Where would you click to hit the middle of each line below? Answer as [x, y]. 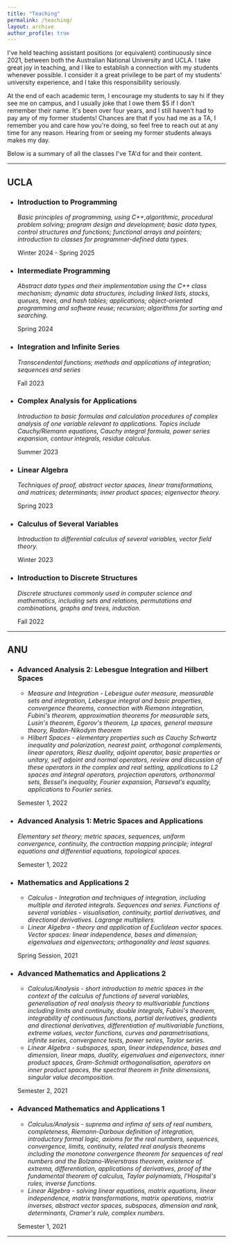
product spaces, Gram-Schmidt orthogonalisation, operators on [119, 1062]
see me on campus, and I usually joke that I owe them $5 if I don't [101, 103]
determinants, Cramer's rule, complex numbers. [96, 1213]
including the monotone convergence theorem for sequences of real [125, 1154]
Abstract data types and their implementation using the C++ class [112, 286]
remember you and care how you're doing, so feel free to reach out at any [113, 125]
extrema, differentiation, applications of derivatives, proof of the [120, 1168]
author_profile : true [38, 33]
